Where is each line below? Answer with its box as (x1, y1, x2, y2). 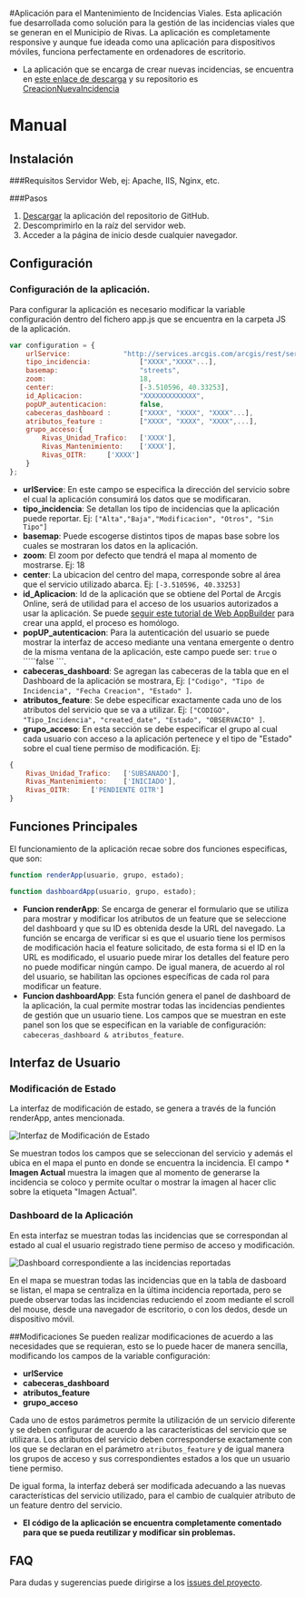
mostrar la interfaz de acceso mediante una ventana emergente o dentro (22, 636, 295, 648)
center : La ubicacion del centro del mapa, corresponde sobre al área (22, 569, 281, 580)
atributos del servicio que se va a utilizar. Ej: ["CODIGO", (22, 704, 231, 715)
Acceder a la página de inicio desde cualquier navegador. (22, 230, 239, 240)
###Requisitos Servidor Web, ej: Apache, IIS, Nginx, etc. (9, 175, 221, 185)
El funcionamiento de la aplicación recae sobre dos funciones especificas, (9, 843, 288, 854)
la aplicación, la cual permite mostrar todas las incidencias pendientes (22, 999, 286, 1011)
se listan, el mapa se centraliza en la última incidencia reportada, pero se (9, 1285, 282, 1295)
